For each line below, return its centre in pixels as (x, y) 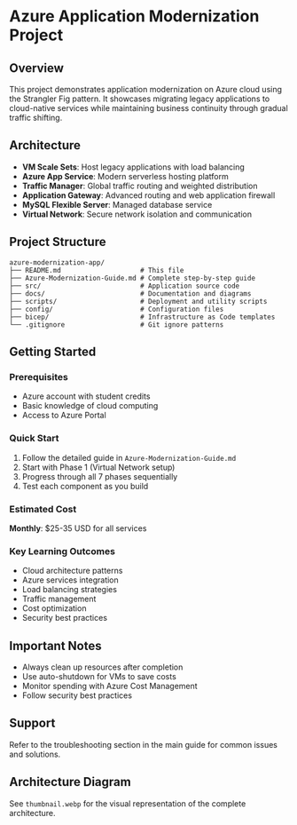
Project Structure (58, 242)
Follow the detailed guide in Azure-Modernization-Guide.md (129, 457)
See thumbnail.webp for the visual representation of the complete (128, 803)
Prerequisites (39, 377)
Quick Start (34, 439)
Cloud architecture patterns (72, 571)
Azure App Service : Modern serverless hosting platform (125, 176)
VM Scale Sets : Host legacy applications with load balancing (133, 167)
